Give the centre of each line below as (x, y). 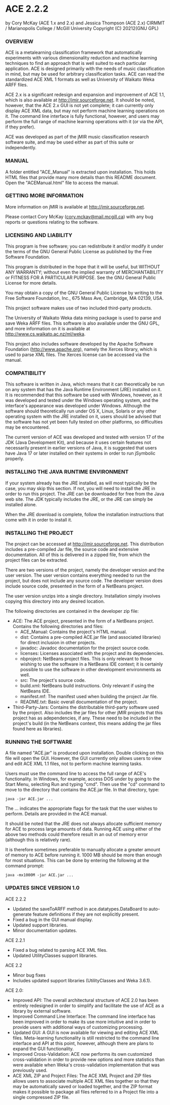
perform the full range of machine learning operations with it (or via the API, (84, 122)
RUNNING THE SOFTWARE (39, 742)
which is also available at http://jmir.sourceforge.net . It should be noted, (80, 100)
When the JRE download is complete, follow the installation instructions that (84, 514)
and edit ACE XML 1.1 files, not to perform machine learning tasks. (74, 764)
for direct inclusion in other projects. (58, 643)
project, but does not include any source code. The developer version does (84, 581)
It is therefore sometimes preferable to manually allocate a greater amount (83, 850)
